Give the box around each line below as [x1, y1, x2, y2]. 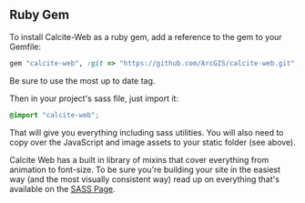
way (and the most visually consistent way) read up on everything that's [9, 173, 280, 185]
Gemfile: [9, 41, 42, 52]
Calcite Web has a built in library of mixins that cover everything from [9, 154, 269, 165]
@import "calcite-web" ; [9, 110, 100, 119]
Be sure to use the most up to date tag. [9, 75, 156, 86]
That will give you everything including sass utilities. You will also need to [9, 127, 284, 137]
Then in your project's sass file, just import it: [9, 93, 179, 104]
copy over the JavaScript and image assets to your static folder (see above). [9, 137, 296, 147]
